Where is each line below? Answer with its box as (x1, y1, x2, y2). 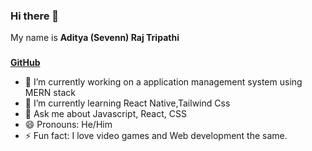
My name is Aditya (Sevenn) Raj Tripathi (10, 32, 180, 44)
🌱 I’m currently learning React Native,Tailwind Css (24, 97, 231, 109)
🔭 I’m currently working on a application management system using (24, 76, 303, 88)
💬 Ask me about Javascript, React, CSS (24, 108, 187, 120)
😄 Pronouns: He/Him (24, 119, 113, 131)
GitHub (10, 57, 41, 69)
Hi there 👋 (10, 9, 60, 23)
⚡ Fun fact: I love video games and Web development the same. (24, 130, 288, 142)
